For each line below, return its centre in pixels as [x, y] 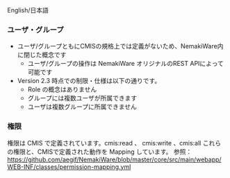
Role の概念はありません [62, 89]
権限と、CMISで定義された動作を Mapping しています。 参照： [102, 152]
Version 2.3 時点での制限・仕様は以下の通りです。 [89, 81]
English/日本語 [28, 10]
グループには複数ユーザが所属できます [82, 98]
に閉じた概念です [42, 55]
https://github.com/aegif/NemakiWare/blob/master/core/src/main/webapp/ [114, 159]
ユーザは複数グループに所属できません [82, 107]
